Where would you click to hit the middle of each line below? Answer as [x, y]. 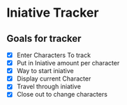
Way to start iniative [45, 71]
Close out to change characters [62, 95]
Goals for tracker [44, 39]
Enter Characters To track [54, 55]
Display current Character [54, 79]
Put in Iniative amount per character [68, 63]
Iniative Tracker [53, 13]
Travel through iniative [49, 87]
